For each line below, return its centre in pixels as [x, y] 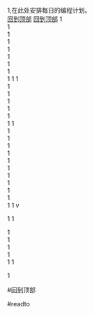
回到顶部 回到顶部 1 [35, 19]
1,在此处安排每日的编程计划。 [49, 10]
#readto [18, 304]
